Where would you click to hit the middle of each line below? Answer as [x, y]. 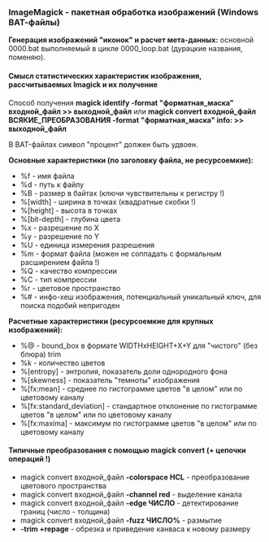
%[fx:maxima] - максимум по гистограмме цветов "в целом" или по [139, 423]
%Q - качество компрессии [69, 271]
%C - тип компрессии [59, 280]
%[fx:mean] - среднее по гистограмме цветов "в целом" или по [131, 388]
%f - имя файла [47, 176]
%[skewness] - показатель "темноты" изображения [110, 379]
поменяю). [27, 57]
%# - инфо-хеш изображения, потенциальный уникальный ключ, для [141, 297]
